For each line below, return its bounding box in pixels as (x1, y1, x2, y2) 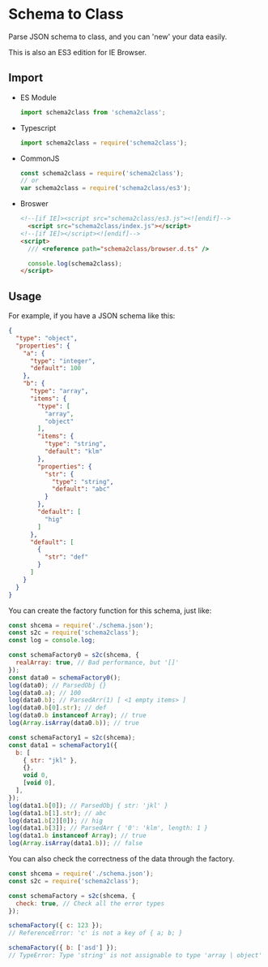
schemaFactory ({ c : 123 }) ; (8, 922, 104, 930)
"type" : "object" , (15, 334, 79, 342)
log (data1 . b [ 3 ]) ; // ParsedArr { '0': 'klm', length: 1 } (8, 824, 208, 832)
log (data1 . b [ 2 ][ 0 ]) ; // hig (8, 817, 104, 825)
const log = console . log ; (8, 637, 96, 645)
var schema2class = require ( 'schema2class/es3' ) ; (19, 184, 192, 192)
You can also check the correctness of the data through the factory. (8, 854, 235, 864)
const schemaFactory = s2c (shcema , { (8, 891, 136, 900)
